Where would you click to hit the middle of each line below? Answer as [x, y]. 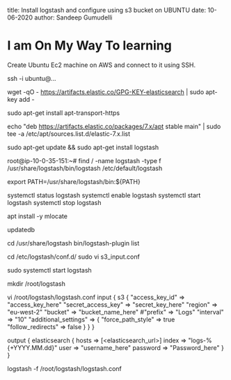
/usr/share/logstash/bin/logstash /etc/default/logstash [85, 168]
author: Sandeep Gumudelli [73, 17]
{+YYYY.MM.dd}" [32, 347]
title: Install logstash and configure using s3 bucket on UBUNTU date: [107, 10]
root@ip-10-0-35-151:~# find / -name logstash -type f [84, 160]
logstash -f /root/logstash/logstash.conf [64, 368]
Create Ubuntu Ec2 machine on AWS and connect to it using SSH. [102, 65]
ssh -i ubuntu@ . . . [32, 78]
